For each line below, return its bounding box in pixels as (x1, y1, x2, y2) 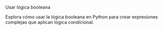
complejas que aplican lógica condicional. (5, 19, 94, 25)
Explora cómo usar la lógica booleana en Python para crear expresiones (5, 14, 158, 19)
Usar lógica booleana (5, 4, 50, 10)
